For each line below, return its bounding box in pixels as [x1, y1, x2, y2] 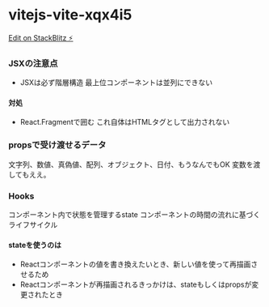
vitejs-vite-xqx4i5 [8, 6, 132, 24]
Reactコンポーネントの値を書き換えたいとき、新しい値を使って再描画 [19, 259, 251, 269]
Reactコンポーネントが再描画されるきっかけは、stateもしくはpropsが [19, 279, 252, 289]
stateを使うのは [8, 240, 62, 249]
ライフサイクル [8, 220, 58, 230]
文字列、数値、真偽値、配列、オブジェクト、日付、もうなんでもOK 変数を [8, 160, 254, 169]
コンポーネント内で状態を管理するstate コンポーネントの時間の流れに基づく [8, 210, 261, 220]
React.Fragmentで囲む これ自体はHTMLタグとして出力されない [19, 117, 230, 127]
